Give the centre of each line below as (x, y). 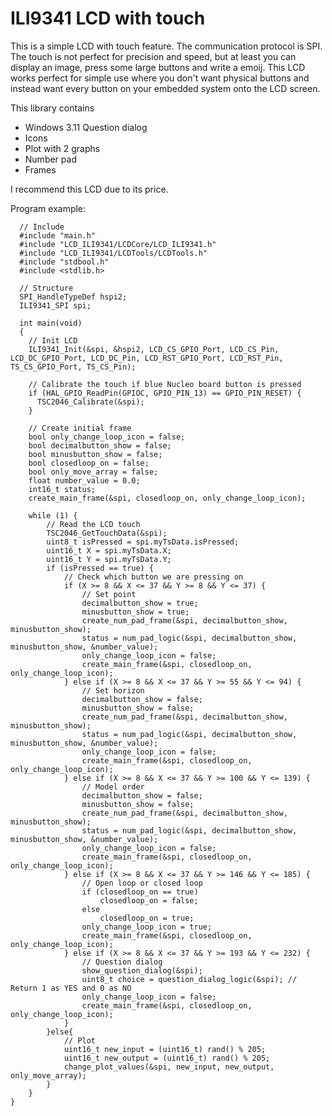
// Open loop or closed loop (142, 883)
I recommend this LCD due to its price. (89, 189)
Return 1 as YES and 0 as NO (71, 988)
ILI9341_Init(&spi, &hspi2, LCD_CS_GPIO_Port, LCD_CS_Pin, (154, 349)
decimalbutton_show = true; (140, 603)
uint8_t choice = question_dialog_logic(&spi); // (189, 979)
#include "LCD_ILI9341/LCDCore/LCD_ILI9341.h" (118, 244)
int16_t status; (62, 489)
